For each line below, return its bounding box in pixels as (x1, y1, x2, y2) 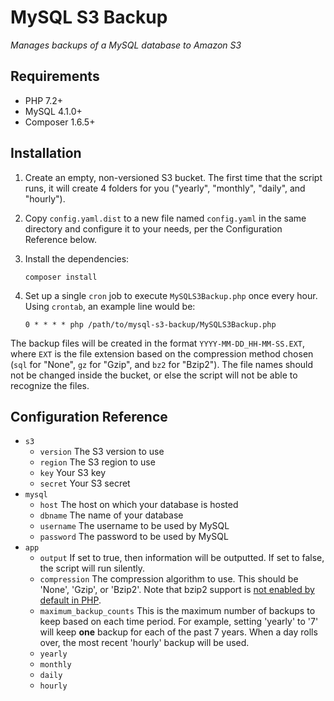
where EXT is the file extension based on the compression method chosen (10, 347, 314, 360)
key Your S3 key (39, 467, 107, 479)
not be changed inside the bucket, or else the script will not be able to (10, 369, 298, 381)
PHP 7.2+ (24, 94, 64, 106)
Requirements (10, 68, 100, 85)
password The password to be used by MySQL (39, 531, 229, 543)
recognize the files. (10, 379, 90, 391)
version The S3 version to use (39, 446, 165, 458)
